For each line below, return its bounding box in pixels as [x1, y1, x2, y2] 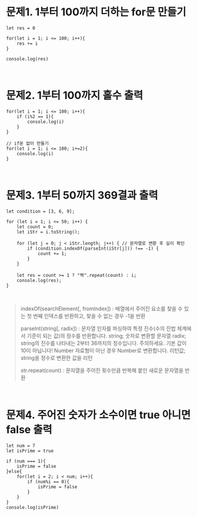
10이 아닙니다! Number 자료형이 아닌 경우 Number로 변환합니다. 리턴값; [20, 347, 186, 354]
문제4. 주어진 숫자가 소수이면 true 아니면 [6, 408, 191, 421]
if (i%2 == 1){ [16, 113, 54, 119]
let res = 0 [6, 25, 35, 31]
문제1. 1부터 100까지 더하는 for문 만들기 [6, 5, 186, 19]
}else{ [6, 468, 22, 474]
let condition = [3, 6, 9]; [6, 208, 75, 215]
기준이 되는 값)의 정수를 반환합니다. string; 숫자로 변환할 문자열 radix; [26, 332, 186, 339]
